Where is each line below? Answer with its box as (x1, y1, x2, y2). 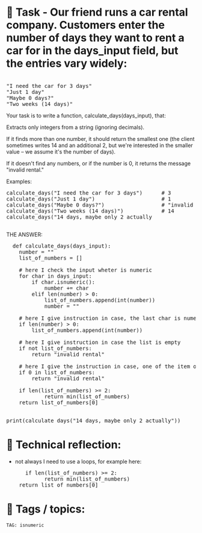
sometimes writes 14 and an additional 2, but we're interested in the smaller (6, 142, 194, 149)
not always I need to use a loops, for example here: (14, 458, 142, 465)
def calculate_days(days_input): (12, 242, 111, 249)
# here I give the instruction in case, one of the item (19, 363, 191, 370)
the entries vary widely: (6, 57, 127, 70)
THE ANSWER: (6, 231, 43, 238)
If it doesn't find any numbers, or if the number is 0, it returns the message (6, 160, 191, 167)
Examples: (6, 178, 32, 185)
